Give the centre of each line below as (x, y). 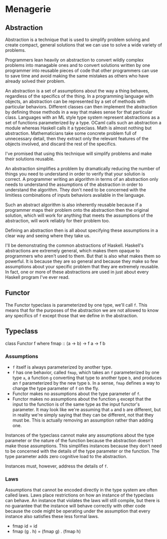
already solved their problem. (35, 81)
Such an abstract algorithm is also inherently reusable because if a (74, 205)
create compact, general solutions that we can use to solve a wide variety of (83, 45)
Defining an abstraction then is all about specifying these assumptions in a (82, 230)
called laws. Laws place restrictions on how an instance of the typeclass (80, 495)
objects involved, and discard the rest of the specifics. (61, 144)
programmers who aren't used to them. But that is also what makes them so (83, 256)
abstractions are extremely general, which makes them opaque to (73, 251)
